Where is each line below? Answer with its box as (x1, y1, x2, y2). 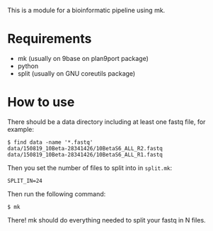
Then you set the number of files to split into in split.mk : (7, 163, 173, 172)
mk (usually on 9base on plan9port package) (17, 54, 149, 62)
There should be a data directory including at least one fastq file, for (7, 117, 206, 126)
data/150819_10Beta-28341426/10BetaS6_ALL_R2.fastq (7, 145, 163, 152)
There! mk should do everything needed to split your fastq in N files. (7, 215, 207, 224)
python (17, 62, 39, 70)
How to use (7, 94, 75, 111)
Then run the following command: (7, 189, 106, 198)
